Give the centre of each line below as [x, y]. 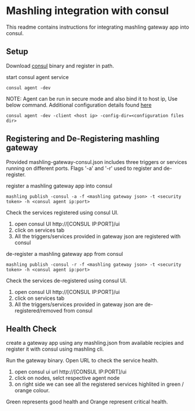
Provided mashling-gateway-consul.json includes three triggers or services [97, 162]
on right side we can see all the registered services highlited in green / [99, 384]
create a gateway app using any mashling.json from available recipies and [95, 343]
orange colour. [32, 391]
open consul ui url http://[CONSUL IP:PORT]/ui [70, 372]
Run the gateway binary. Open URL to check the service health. [82, 361]
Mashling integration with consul [88, 11]
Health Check [32, 329]
